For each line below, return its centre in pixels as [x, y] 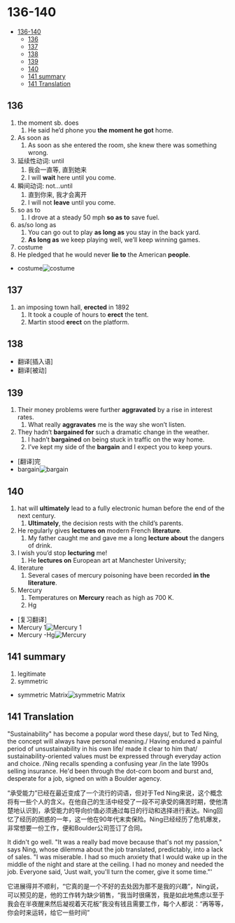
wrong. [38, 152]
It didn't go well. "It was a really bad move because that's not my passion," [115, 842]
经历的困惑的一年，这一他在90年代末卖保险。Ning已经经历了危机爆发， [122, 819]
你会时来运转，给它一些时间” [49, 912]
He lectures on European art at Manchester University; [107, 560]
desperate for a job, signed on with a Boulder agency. [85, 778]
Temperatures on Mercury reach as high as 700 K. [101, 597]
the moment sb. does [48, 123]
